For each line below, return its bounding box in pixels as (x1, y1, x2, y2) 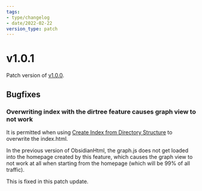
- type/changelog (6, 15, 50, 21)
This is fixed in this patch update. (6, 178, 89, 185)
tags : (6, 8, 20, 15)
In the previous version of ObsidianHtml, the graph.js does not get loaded (6, 146, 189, 154)
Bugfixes (6, 89, 41, 100)
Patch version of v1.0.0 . (6, 72, 65, 79)
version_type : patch (6, 25, 58, 32)
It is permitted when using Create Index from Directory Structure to (6, 128, 173, 136)
